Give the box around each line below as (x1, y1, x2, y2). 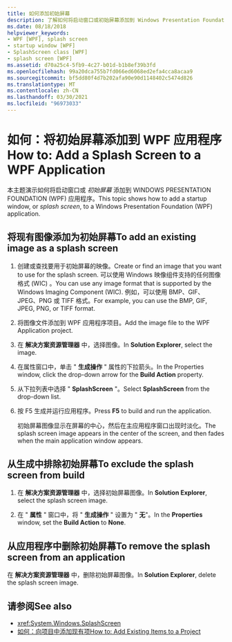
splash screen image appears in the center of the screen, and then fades (17, 429, 224, 437)
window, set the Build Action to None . (17, 518, 126, 526)
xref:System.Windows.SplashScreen (17, 619, 122, 627)
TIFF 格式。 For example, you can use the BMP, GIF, (61, 296, 207, 304)
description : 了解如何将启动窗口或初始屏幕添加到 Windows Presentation (7, 17, 200, 24)
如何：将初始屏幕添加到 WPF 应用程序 (7, 132, 222, 148)
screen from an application (7, 551, 126, 563)
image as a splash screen (7, 243, 119, 255)
